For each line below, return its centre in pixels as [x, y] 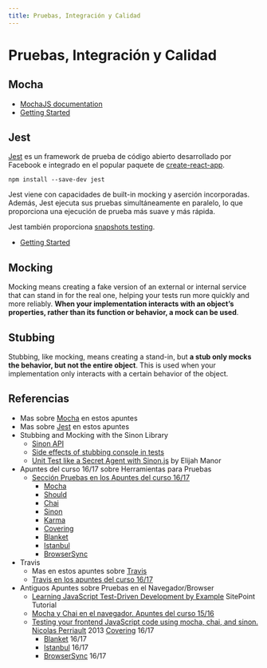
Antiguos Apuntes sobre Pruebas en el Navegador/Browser [117, 587]
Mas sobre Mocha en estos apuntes [79, 418]
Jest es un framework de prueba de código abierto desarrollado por [120, 157]
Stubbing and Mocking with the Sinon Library [94, 435]
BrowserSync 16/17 [75, 655]
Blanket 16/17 [65, 638]
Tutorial [44, 605]
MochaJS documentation [61, 104]
